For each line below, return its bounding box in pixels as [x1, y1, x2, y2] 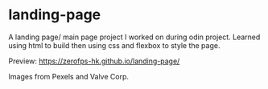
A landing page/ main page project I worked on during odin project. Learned [8, 32, 261, 42]
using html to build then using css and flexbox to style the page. [8, 40, 221, 50]
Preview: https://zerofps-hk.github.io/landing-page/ [8, 56, 180, 66]
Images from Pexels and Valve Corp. [8, 71, 130, 81]
